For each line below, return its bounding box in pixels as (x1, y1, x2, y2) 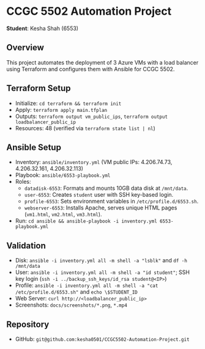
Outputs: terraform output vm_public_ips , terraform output (15, 112, 168, 120)
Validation (6, 240, 46, 251)
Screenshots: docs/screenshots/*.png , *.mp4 (15, 301, 127, 308)
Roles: (15, 178, 31, 186)
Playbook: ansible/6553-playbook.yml (15, 171, 111, 179)
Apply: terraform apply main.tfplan (15, 106, 108, 113)
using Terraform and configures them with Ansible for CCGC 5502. (6, 65, 175, 73)
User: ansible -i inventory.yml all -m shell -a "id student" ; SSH (15, 269, 190, 276)
